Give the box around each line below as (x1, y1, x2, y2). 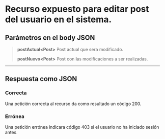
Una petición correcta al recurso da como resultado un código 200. (5, 101, 141, 107)
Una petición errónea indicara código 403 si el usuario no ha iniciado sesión (5, 124, 160, 130)
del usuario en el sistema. (5, 14, 112, 25)
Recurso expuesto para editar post (5, 3, 149, 15)
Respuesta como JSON (5, 75, 77, 83)
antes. (5, 129, 18, 135)
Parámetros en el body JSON (5, 33, 95, 42)
